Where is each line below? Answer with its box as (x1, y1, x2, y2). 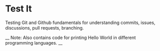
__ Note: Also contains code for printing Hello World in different (5, 34, 136, 40)
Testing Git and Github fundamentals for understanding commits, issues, (5, 19, 155, 25)
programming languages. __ (5, 39, 63, 45)
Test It (5, 3, 32, 14)
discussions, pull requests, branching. (5, 24, 84, 30)
